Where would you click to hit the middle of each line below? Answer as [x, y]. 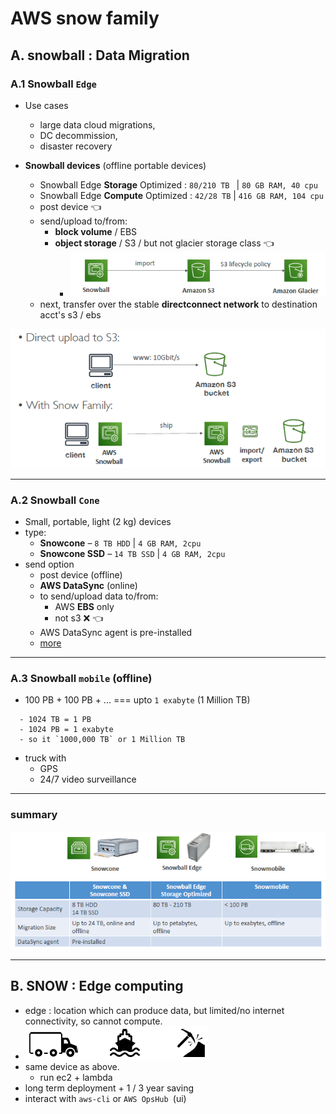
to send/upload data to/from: [99, 596]
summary [34, 815]
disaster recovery [76, 146]
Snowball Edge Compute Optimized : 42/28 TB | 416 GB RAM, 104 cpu [181, 195]
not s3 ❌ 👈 [79, 618]
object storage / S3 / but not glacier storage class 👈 [164, 243]
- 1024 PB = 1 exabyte [66, 730]
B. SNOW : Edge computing [97, 986]
